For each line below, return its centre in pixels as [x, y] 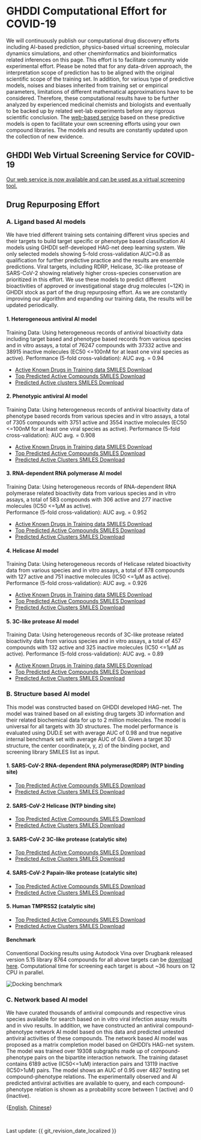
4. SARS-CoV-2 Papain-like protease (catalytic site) [72, 872]
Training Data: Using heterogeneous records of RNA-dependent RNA [91, 487]
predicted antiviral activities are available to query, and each [80, 1083]
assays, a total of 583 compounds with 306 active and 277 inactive [89, 500]
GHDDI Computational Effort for [86, 11]
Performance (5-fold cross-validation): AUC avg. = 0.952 [76, 512]
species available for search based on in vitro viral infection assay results [97, 1019]
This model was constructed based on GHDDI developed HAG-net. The [94, 707]
